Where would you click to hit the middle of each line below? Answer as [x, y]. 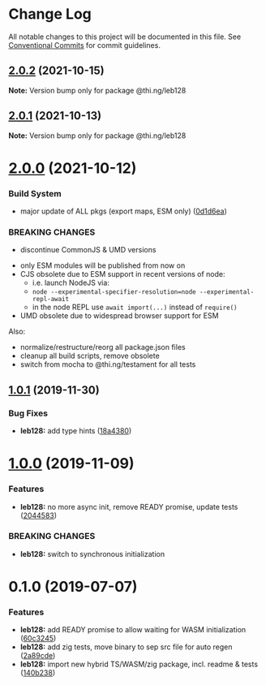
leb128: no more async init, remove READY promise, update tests [129, 506]
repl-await [51, 299]
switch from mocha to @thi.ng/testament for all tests [108, 364]
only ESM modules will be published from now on [103, 265]
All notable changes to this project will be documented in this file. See [125, 37]
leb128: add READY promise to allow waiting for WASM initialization [133, 630]
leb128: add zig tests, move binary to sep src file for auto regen [126, 647]
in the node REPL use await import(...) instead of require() [135, 307]
